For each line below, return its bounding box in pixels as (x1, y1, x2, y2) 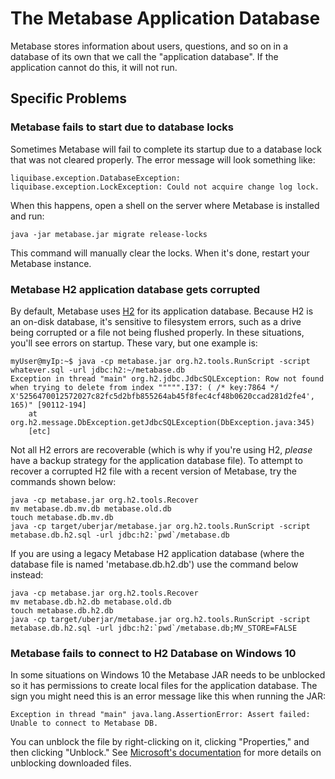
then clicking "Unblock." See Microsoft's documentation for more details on (10, 747, 322, 759)
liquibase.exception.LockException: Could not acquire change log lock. (10, 182, 320, 192)
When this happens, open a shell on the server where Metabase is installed (10, 199, 320, 211)
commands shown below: (10, 475, 117, 487)
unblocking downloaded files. (10, 757, 132, 769)
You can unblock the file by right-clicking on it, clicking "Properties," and (10, 736, 310, 748)
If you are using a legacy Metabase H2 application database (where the (10, 547, 305, 559)
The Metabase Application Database (10, 7, 321, 30)
